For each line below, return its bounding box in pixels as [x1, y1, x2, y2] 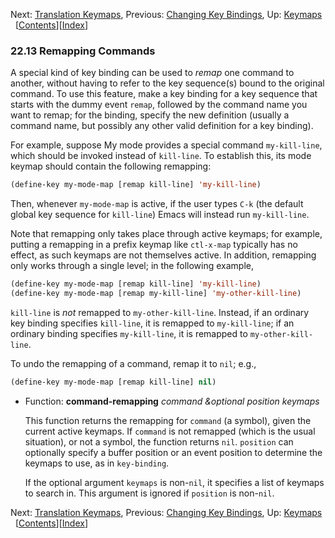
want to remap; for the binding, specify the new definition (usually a [10, 109, 290, 121]
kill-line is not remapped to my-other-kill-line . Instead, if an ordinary [10, 306, 310, 318]
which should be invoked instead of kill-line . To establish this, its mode [10, 150, 312, 162]
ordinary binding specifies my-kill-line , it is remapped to [10, 327, 248, 339]
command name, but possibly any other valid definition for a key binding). [10, 120, 314, 132]
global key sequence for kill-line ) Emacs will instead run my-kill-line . [10, 209, 310, 221]
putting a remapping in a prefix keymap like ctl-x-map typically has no [10, 239, 298, 251]
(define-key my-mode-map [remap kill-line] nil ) [10, 377, 217, 387]
